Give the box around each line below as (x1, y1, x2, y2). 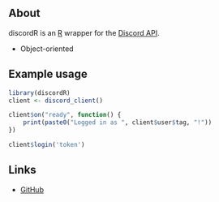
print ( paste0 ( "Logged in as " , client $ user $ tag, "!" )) (23, 118, 213, 127)
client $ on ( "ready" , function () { (8, 111, 122, 119)
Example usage (8, 67, 88, 81)
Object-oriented (19, 44, 75, 54)
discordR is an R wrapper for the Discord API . (8, 28, 160, 37)
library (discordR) (8, 88, 71, 97)
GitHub (19, 184, 45, 194)
